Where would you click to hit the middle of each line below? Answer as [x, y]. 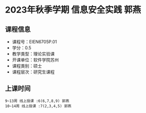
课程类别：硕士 [27, 66]
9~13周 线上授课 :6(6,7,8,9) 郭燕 [37, 101]
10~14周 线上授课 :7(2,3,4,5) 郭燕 [38, 106]
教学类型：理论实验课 [33, 54]
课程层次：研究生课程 [33, 72]
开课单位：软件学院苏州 [35, 60]
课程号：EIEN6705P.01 [34, 42]
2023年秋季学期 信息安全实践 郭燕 [73, 10]
